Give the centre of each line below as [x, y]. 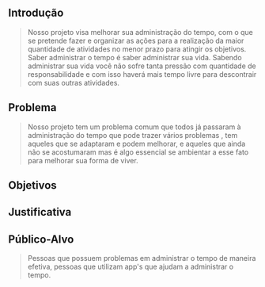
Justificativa [40, 212]
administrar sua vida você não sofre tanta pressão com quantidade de [142, 66]
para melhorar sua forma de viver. [83, 160]
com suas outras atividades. [74, 82]
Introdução [36, 13]
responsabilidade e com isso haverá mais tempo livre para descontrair [142, 74]
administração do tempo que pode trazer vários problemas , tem [132, 135]
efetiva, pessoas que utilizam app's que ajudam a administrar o [131, 267]
